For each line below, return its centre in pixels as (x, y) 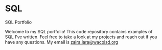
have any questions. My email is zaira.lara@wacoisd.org (62, 42)
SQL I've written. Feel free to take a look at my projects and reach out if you (81, 37)
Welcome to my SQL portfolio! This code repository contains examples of (79, 31)
